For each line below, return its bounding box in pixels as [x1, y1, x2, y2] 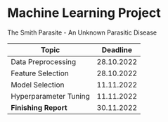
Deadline [101, 44, 132, 54]
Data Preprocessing [11, 56, 77, 66]
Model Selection [11, 80, 65, 90]
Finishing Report [11, 102, 68, 112]
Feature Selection [11, 68, 69, 78]
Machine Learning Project [7, 5, 162, 21]
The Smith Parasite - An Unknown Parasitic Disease [7, 28, 157, 37]
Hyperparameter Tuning [11, 91, 90, 101]
